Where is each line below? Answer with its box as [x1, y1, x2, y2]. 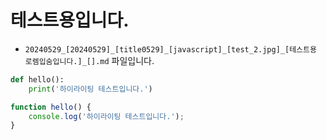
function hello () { [10, 102, 92, 112]
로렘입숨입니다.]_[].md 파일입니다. [24, 54, 155, 66]
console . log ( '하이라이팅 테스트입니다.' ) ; [28, 111, 185, 121]
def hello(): [10, 74, 65, 85]
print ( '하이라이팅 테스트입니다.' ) [28, 84, 153, 94]
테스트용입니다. [10, 9, 130, 32]
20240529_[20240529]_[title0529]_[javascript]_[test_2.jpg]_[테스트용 [24, 44, 317, 55]
